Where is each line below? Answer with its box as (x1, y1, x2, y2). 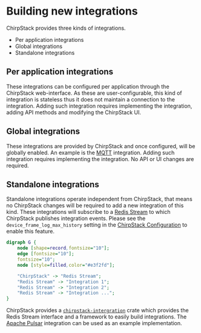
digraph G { (6, 239, 36, 245)
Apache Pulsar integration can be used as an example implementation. (6, 320, 183, 327)
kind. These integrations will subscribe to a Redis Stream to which (6, 208, 171, 216)
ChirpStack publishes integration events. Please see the (6, 215, 146, 222)
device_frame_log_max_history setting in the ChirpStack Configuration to (6, 221, 188, 228)
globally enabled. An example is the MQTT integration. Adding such (6, 149, 175, 156)
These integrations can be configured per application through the (6, 83, 170, 90)
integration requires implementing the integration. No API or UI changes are (6, 155, 194, 162)
